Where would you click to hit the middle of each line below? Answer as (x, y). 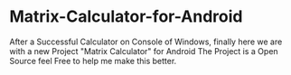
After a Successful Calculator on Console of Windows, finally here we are (146, 42)
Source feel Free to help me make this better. (93, 61)
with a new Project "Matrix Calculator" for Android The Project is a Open (144, 51)
